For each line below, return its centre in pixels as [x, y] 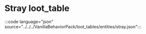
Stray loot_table [37, 8]
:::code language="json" [29, 22]
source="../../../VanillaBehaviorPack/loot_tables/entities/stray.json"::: [73, 26]
